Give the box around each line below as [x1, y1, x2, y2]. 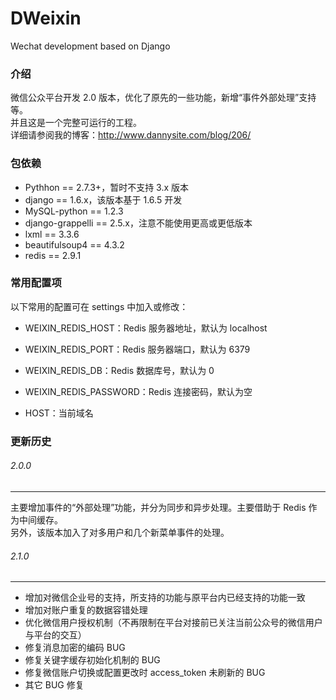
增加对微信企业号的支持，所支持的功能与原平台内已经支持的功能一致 [24, 592, 306, 604]
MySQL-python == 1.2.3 [24, 205, 124, 217]
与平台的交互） [24, 629, 87, 641]
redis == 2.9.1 [24, 249, 82, 261]
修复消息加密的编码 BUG [24, 642, 126, 654]
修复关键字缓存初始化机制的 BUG [24, 654, 161, 666]
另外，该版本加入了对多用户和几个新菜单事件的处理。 [10, 526, 230, 538]
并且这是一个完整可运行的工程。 [10, 117, 142, 129]
